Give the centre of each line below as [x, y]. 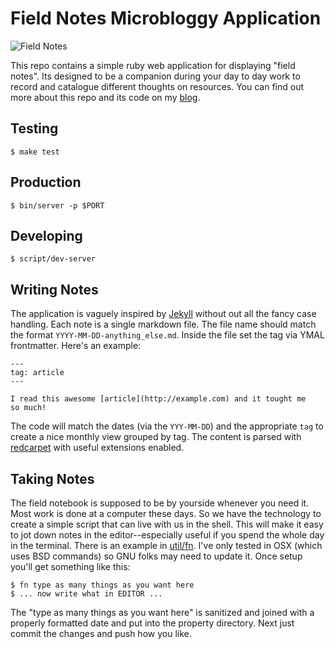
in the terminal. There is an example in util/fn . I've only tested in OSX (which [166, 545]
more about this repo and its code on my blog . [105, 97]
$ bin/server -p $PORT [57, 205]
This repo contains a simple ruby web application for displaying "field [153, 65]
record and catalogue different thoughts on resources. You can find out [157, 86]
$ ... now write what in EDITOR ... [86, 594]
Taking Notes [52, 478]
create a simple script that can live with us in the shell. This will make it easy [167, 524]
